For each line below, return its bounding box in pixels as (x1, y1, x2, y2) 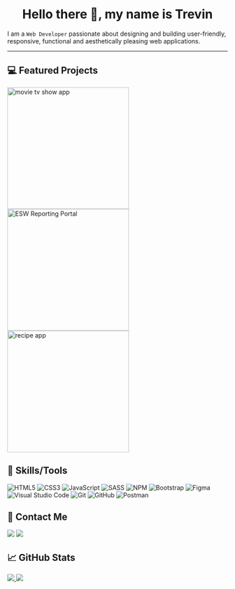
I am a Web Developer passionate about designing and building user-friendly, (7, 29, 227, 38)
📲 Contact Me (7, 511, 68, 522)
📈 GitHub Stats (7, 551, 76, 563)
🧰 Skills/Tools (7, 465, 68, 477)
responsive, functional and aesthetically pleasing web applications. (7, 36, 201, 45)
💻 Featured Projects (7, 64, 99, 76)
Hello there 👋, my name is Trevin (22, 6, 213, 22)
